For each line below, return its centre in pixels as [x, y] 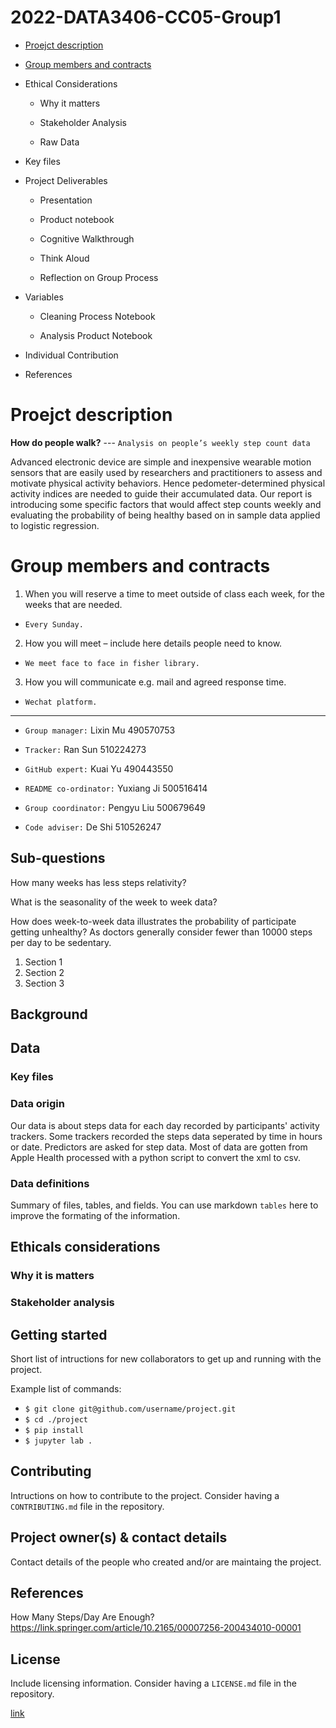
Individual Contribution [71, 355]
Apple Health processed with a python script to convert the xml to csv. [156, 1157]
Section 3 [44, 983]
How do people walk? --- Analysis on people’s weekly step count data [160, 442]
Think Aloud [64, 258]
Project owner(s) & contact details [119, 1537]
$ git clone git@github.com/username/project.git [130, 1409]
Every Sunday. [54, 624]
